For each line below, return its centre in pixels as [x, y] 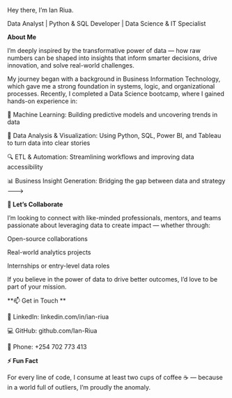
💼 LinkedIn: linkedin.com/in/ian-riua [58, 317]
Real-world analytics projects [49, 252]
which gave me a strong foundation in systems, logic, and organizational [111, 86]
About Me [22, 37]
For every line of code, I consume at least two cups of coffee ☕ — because [115, 377]
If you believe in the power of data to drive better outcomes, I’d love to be [113, 279]
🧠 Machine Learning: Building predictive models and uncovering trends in [113, 115]
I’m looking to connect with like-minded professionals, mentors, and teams [114, 218]
